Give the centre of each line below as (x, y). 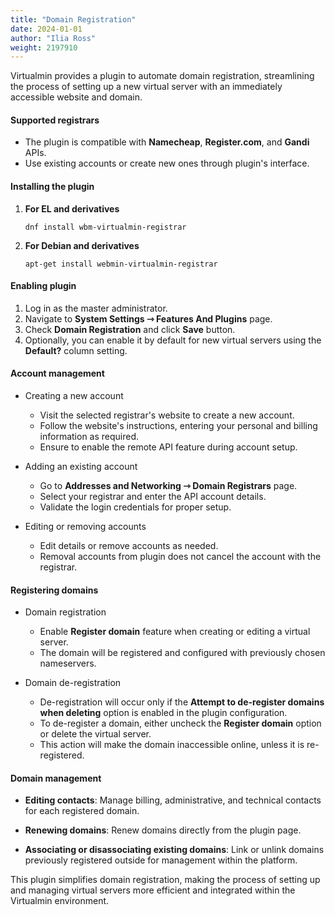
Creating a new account (74, 396)
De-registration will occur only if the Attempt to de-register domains (182, 702)
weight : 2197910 (44, 47)
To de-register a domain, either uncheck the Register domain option (180, 723)
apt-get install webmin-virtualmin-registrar (121, 264)
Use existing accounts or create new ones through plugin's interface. (167, 163)
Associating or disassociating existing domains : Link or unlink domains (174, 850)
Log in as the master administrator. (96, 308)
